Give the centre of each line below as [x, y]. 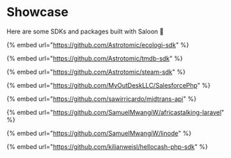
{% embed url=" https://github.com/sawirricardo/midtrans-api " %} [102, 99]
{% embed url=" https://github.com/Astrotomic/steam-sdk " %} [96, 72]
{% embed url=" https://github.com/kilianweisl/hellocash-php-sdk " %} [107, 146]
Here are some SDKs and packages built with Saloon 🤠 [85, 31]
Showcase [38, 12]
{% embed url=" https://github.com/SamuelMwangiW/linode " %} [99, 133]
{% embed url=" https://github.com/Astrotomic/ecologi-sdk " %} [98, 45]
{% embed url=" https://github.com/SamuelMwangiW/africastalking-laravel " [115, 112]
